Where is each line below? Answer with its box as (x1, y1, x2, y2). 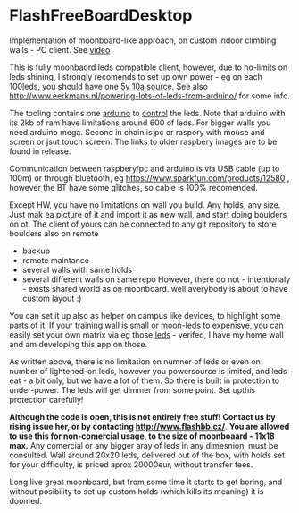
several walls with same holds (21, 264, 133, 275)
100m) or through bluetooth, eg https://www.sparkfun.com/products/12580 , (9, 172, 290, 184)
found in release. (9, 145, 71, 157)
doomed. (9, 495, 43, 506)
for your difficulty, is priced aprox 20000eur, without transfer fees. (9, 458, 253, 470)
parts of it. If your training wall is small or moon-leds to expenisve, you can (9, 320, 284, 330)
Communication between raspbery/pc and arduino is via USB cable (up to (9, 163, 280, 174)
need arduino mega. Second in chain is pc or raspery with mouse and (9, 126, 265, 137)
